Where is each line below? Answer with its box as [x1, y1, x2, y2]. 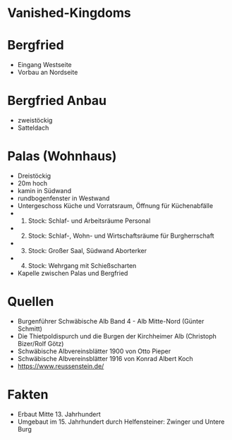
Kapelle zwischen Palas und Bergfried [17, 269, 128, 277]
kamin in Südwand [17, 187, 72, 195]
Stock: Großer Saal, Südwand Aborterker [28, 247, 147, 255]
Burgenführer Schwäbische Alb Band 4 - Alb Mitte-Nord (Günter [17, 317, 204, 325]
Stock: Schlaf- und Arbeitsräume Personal [28, 216, 151, 225]
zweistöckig [17, 116, 53, 125]
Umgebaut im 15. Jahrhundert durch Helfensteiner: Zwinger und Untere [17, 417, 225, 426]
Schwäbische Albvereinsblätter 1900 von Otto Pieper [17, 347, 171, 355]
